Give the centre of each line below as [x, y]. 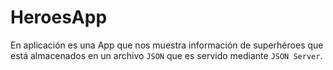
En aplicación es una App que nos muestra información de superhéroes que [167, 45]
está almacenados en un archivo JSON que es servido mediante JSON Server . [166, 55]
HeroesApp [59, 17]
